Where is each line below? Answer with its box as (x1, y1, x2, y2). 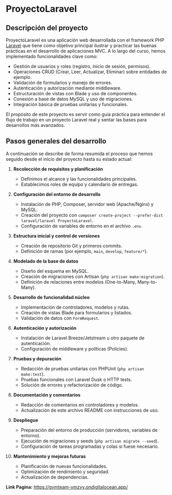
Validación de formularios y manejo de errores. (13, 80, 112, 85)
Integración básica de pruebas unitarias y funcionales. (13, 101, 128, 107)
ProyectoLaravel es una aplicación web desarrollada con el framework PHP (6, 37, 164, 43)
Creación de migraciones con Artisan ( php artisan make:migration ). (20, 273, 165, 279)
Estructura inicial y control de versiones (13, 232, 100, 239)
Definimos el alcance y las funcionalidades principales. (20, 176, 137, 182)
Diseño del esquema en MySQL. (20, 268, 89, 274)
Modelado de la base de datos (13, 258, 79, 264)
